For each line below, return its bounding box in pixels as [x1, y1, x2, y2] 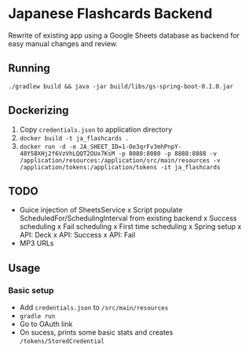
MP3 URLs [19, 238, 54, 248]
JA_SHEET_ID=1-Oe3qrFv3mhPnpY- [79, 143, 182, 151]
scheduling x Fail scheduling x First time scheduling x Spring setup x [19, 222, 242, 231]
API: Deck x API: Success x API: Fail [19, 230, 136, 240]
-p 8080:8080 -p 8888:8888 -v [118, 150, 218, 158]
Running [8, 62, 51, 75]
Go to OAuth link [19, 319, 73, 329]
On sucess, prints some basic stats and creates [19, 328, 174, 337]
